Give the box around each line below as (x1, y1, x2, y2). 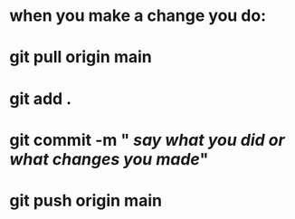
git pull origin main (9, 47, 152, 68)
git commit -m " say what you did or (9, 129, 285, 150)
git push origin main (9, 190, 163, 211)
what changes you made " (9, 148, 209, 169)
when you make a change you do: (9, 5, 267, 26)
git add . (9, 88, 72, 109)
